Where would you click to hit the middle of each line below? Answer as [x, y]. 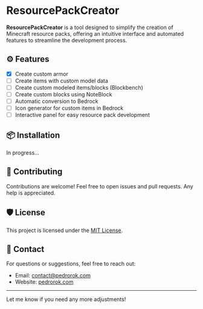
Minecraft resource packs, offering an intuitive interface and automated [95, 33]
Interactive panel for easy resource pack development [82, 115]
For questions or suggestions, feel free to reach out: [71, 264]
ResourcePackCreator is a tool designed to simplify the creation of [90, 27]
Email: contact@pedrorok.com [53, 276]
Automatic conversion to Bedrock [56, 101]
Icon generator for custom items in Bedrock [69, 108]
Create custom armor [41, 74]
